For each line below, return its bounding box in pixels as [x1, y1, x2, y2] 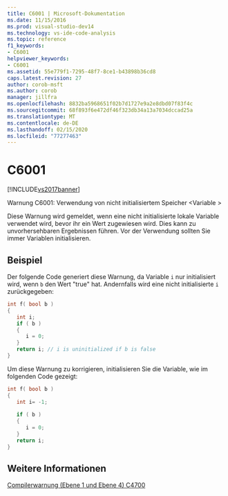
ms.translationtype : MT [7, 113, 76, 120]
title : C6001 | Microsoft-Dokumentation [7, 10, 126, 17]
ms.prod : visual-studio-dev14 [7, 23, 95, 30]
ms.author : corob [7, 87, 57, 94]
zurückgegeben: [7, 287, 54, 295]
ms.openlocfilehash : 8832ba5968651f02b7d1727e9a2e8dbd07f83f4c [7, 100, 193, 107]
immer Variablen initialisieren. [7, 234, 91, 242]
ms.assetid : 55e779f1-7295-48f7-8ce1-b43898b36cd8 [7, 68, 156, 75]
